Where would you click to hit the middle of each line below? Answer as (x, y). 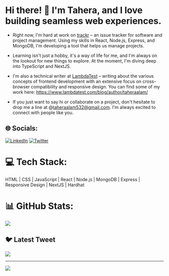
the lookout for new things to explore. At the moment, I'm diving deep (84, 61)
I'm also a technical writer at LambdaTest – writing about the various (83, 76)
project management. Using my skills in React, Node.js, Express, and (83, 40)
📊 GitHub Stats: (39, 206)
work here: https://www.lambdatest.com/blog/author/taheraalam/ (80, 92)
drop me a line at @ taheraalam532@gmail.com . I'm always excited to (84, 107)
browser (21, 87)
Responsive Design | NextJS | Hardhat (45, 185)
